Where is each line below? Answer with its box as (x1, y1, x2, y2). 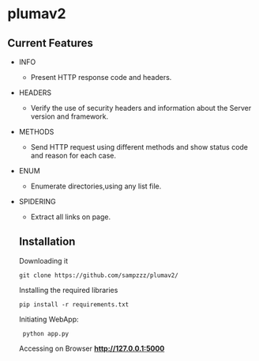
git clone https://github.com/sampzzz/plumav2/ (18, 271, 178, 279)
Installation (18, 235, 76, 249)
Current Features (7, 36, 94, 50)
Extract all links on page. (30, 212, 111, 222)
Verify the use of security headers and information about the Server (30, 104, 252, 112)
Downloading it (18, 256, 69, 265)
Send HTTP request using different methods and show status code (30, 142, 249, 151)
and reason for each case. (30, 151, 116, 160)
